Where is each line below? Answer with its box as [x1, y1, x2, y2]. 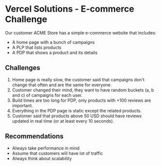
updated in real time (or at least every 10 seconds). [12, 118, 114, 124]
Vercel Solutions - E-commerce [5, 3, 135, 15]
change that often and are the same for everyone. [12, 82, 112, 88]
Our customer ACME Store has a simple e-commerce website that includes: [5, 30, 157, 36]
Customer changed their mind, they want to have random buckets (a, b [12, 87, 154, 93]
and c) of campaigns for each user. [12, 92, 83, 98]
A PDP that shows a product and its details [12, 50, 98, 55]
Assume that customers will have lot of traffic [12, 150, 103, 156]
